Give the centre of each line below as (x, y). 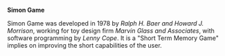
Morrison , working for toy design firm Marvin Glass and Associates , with (111, 31)
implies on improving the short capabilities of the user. (85, 45)
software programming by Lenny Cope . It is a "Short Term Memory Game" (113, 38)
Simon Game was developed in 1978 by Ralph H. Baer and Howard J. (106, 23)
